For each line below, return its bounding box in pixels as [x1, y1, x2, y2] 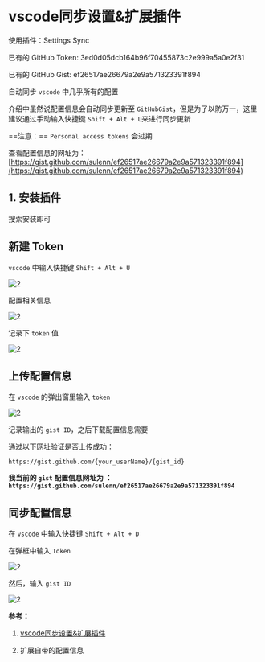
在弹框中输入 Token [8, 546, 71, 556]
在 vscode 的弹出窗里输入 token [8, 392, 111, 402]
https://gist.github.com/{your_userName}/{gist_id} [8, 458, 185, 467]
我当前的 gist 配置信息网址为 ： [8, 473, 112, 483]
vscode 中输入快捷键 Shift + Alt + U [8, 262, 131, 272]
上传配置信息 [8, 369, 72, 383]
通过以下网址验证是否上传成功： [8, 442, 114, 451]
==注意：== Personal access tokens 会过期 [8, 130, 153, 141]
